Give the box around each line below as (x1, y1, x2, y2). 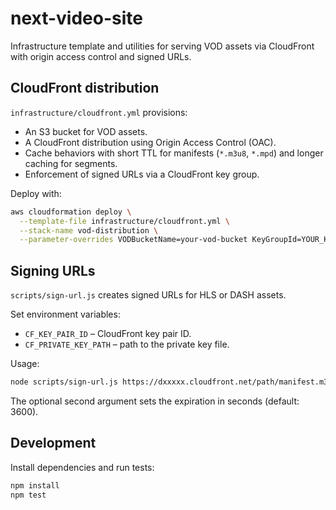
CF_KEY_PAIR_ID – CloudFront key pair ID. (24, 328, 192, 340)
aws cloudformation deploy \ (10, 207, 132, 217)
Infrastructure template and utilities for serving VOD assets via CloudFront (10, 40, 315, 52)
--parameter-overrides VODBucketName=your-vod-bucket (19, 235, 248, 245)
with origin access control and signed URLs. (10, 50, 192, 62)
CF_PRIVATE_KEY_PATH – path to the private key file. (24, 338, 230, 351)
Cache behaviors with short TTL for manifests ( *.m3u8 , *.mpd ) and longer (24, 147, 324, 159)
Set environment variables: (10, 308, 121, 321)
